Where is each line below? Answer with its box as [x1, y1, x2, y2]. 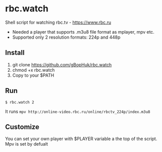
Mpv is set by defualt [5, 141, 48, 147]
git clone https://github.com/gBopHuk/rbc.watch [12, 61, 112, 67]
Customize [5, 122, 40, 131]
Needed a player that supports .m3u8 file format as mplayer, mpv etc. [12, 29, 155, 35]
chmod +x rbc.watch [12, 67, 55, 73]
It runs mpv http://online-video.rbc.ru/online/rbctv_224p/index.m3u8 [5, 108, 151, 114]
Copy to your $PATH [12, 72, 54, 78]
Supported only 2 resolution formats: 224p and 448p [12, 34, 120, 40]
